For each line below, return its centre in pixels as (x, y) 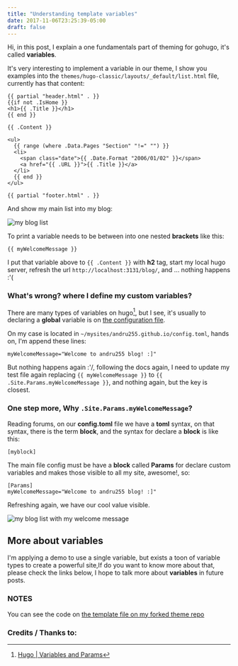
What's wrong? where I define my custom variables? (100, 296)
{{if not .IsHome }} (38, 103)
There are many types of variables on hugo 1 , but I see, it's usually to (107, 312)
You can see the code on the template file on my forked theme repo (106, 614)
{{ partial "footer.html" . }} (53, 196)
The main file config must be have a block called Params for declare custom (119, 465)
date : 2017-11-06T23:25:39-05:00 (57, 21)
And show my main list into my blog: (60, 209)
